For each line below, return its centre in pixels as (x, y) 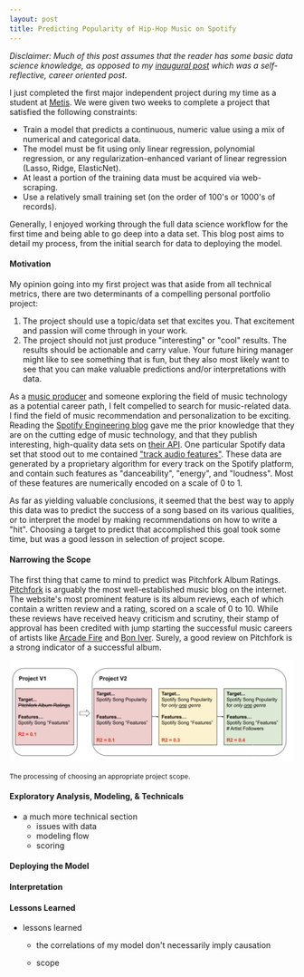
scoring (50, 845)
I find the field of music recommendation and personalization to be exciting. (150, 415)
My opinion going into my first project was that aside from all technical (140, 284)
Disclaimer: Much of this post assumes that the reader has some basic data (152, 55)
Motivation (30, 264)
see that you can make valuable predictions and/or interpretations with (154, 369)
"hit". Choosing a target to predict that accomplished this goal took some (145, 529)
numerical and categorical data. (82, 139)
